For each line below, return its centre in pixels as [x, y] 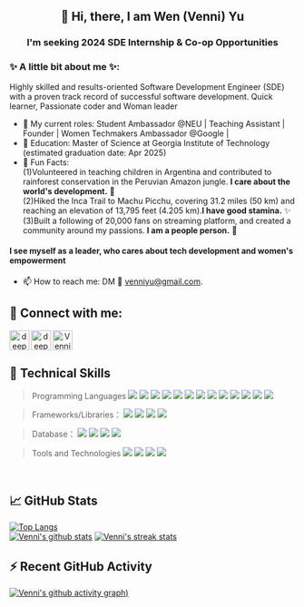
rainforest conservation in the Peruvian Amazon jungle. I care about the [156, 181]
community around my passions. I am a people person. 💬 [130, 230]
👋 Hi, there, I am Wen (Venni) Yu [152, 17]
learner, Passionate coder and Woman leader [94, 106]
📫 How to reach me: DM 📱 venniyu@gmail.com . [113, 281]
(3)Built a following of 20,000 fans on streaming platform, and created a [157, 220]
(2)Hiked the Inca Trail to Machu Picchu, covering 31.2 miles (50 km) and [158, 201]
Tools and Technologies [76, 454]
